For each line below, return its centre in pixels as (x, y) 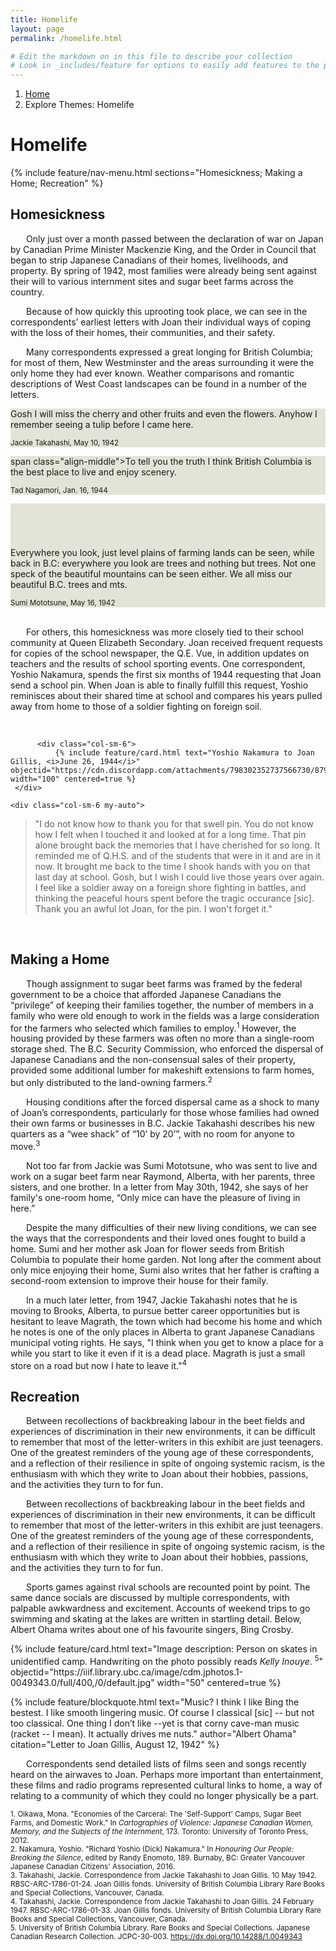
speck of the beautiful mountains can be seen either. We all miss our (151, 573)
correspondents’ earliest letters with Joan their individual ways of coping (160, 322)
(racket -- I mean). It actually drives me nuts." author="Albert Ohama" (153, 1733)
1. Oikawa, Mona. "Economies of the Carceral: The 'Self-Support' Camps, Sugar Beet (156, 1814)
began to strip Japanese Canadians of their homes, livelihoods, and (149, 260)
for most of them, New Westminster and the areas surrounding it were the (162, 362)
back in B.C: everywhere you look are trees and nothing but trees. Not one (163, 563)
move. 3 (25, 1145)
